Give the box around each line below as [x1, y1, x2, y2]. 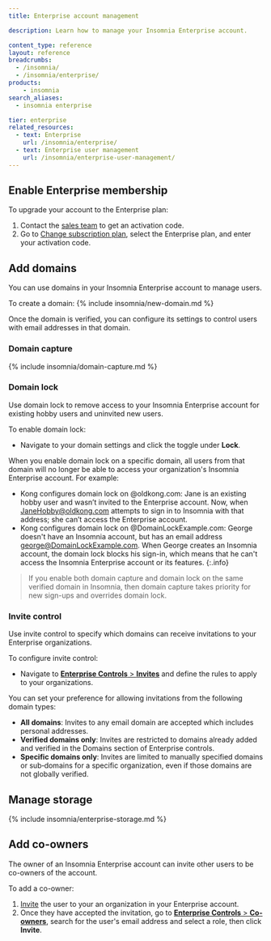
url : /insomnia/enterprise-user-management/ [23, 153, 176, 162]
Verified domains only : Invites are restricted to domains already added [19, 734, 257, 745]
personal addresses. [19, 726, 89, 736]
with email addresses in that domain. [8, 323, 131, 333]
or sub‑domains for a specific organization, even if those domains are [19, 760, 252, 770]
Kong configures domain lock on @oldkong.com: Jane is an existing [19, 488, 247, 498]
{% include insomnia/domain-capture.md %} [8, 361, 158, 371]
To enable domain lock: [8, 424, 87, 434]
